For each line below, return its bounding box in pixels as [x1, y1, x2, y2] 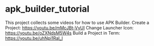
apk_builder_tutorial [5, 3, 90, 15]
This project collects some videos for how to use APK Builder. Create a [5, 20, 150, 25]
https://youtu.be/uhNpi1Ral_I [5, 35, 63, 41]
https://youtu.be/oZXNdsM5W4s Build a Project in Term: [5, 30, 120, 36]
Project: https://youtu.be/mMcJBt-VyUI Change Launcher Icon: [5, 24, 134, 30]
